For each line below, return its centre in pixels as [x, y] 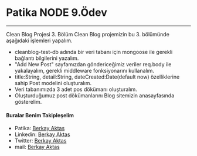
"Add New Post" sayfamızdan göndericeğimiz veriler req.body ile [93, 64]
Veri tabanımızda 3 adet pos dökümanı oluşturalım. [76, 89]
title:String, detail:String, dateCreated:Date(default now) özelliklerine [97, 77]
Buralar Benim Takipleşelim [40, 115]
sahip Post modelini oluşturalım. [53, 83]
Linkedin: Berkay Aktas [42, 134]
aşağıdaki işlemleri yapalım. [39, 40]
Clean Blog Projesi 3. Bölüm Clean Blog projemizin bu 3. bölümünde [88, 34]
